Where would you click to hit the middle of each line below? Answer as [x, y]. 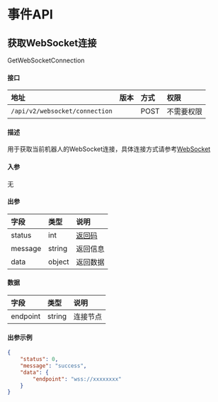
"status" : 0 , [39, 359]
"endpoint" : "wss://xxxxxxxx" [77, 379]
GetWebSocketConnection [46, 60]
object [59, 262]
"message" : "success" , [53, 366]
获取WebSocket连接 [52, 43]
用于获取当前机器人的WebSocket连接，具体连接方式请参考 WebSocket [109, 149]
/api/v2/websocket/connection [62, 111]
